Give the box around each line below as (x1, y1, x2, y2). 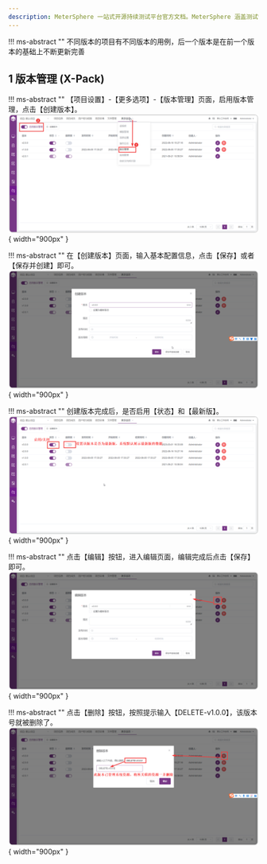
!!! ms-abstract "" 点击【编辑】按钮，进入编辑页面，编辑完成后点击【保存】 (8, 552, 255, 562)
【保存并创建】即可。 (8, 260, 78, 270)
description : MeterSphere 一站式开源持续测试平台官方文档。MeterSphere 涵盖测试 (8, 13, 258, 21)
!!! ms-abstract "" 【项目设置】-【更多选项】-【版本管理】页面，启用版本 (8, 95, 248, 104)
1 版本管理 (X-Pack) (8, 72, 105, 86)
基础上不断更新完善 (21, 46, 85, 56)
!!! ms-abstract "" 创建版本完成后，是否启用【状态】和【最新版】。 (8, 406, 224, 415)
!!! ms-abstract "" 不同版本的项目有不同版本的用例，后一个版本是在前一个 (8, 37, 248, 46)
